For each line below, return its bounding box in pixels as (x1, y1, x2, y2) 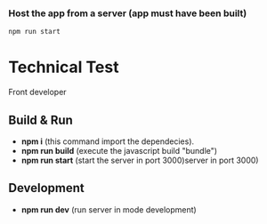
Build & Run (8, 112, 73, 127)
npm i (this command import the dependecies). (20, 136, 195, 147)
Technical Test (8, 57, 119, 77)
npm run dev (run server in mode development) (20, 204, 197, 215)
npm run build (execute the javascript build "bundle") (20, 145, 218, 156)
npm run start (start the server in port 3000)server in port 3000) (20, 155, 259, 165)
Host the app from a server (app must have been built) (8, 7, 247, 20)
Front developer (8, 87, 68, 98)
